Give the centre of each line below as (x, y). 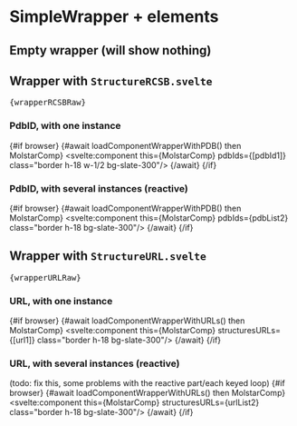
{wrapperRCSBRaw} (48, 103)
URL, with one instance (61, 301)
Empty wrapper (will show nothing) (110, 50)
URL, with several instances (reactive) (95, 363)
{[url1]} (23, 340)
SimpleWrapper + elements (114, 17)
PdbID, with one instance (65, 126)
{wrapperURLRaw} (45, 277)
